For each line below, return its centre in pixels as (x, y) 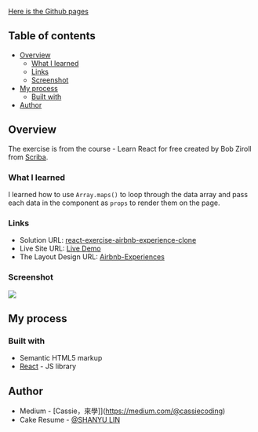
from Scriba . (28, 157)
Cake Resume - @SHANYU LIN (69, 420)
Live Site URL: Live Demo (60, 249)
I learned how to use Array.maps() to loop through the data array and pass (128, 194)
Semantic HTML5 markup (61, 358)
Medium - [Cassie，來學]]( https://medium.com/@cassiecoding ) (122, 411)
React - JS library (48, 366)
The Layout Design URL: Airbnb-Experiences (92, 257)
